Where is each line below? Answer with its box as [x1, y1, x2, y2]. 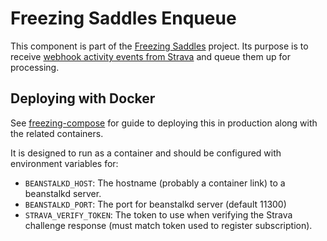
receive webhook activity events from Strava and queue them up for [10, 50, 291, 62]
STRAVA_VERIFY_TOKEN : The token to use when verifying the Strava [24, 208, 293, 221]
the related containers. [10, 127, 104, 139]
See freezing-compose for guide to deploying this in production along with [10, 117, 318, 129]
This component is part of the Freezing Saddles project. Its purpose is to [10, 40, 309, 52]
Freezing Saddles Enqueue [10, 7, 237, 30]
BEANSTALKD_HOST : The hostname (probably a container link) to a [24, 177, 286, 189]
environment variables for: [10, 157, 119, 169]
